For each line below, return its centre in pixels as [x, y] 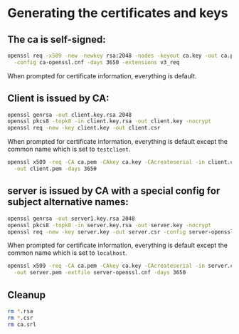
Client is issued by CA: [58, 99]
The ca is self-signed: [57, 40]
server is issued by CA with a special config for [114, 191]
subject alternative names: [68, 202]
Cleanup [27, 294]
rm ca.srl [22, 324]
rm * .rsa [20, 311]
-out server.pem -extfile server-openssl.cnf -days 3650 [100, 273]
